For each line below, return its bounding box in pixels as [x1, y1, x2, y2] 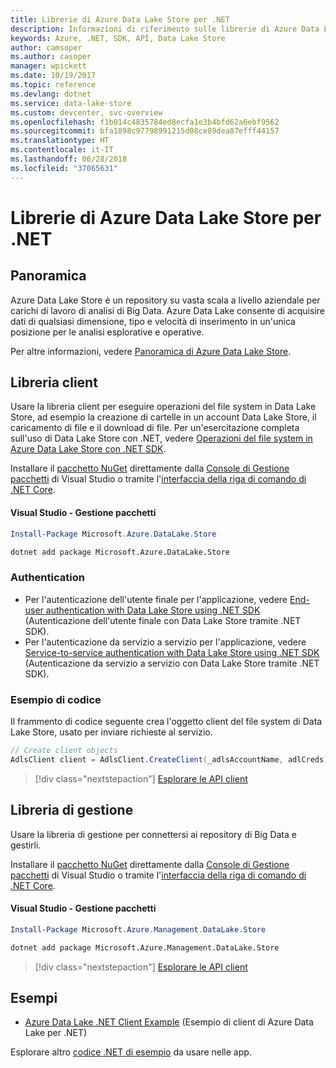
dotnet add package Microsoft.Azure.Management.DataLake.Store [10, 942, 280, 953]
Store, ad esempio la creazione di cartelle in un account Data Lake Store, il [10, 411, 317, 423]
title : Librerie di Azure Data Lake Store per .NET [10, 14, 230, 25]
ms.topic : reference [10, 80, 97, 90]
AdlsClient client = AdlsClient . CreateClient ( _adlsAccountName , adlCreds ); [10, 754, 333, 765]
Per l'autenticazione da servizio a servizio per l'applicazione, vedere [24, 636, 307, 648]
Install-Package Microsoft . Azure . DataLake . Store [10, 529, 217, 539]
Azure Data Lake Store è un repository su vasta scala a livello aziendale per [10, 294, 321, 306]
